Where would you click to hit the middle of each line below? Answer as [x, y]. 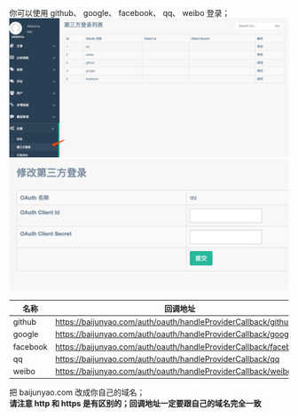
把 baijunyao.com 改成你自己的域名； [77, 392]
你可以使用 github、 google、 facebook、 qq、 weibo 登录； [120, 13]
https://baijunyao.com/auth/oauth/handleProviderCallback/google [175, 334]
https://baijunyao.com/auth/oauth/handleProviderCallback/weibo [174, 371]
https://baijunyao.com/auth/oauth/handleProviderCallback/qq [168, 358]
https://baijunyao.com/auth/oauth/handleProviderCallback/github [174, 322]
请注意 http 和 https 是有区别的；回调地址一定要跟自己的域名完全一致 [135, 403]
